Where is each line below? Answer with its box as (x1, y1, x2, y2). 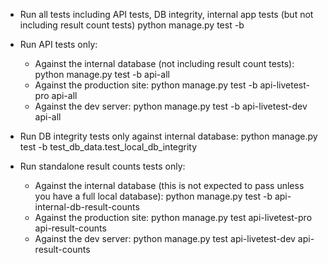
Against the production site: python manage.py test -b (34, 79, 258, 91)
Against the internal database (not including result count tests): (34, 58, 295, 69)
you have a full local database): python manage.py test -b (34, 190, 273, 202)
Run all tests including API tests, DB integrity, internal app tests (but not (19, 9, 314, 20)
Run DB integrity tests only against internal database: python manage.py (19, 130, 318, 142)
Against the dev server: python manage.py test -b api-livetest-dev (34, 100, 308, 112)
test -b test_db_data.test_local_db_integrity (19, 141, 198, 153)
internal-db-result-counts (34, 201, 140, 213)
